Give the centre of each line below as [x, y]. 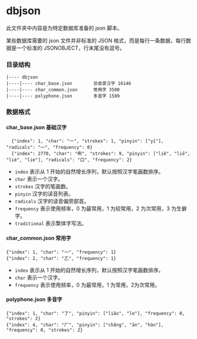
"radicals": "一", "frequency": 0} [49, 148]
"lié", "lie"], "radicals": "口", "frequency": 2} [69, 160]
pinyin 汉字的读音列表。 [44, 194]
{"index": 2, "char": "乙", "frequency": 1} [61, 258]
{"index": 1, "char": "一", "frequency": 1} [61, 252]
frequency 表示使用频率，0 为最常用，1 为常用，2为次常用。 [87, 285]
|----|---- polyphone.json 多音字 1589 [63, 96]
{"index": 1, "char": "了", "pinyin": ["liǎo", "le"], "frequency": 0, [96, 313]
